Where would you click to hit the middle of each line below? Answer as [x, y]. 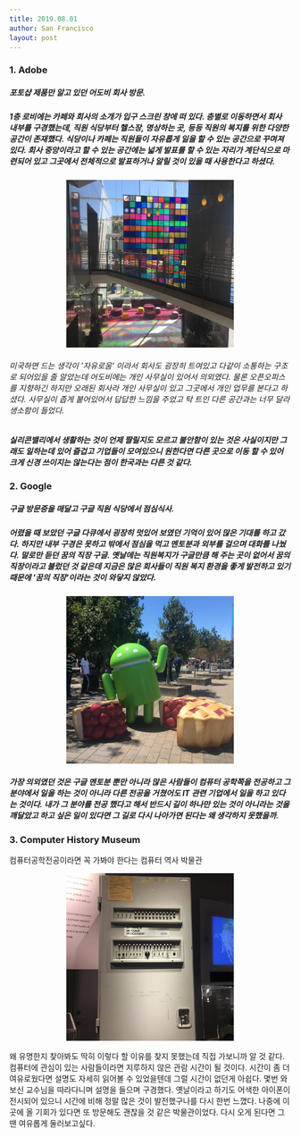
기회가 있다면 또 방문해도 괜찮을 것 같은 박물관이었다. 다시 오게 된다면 [155, 1112]
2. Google [30, 486]
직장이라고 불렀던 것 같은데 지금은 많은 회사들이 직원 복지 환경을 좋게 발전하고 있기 [150, 567]
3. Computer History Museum [75, 839]
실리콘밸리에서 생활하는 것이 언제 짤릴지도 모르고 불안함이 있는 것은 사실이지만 [144, 440]
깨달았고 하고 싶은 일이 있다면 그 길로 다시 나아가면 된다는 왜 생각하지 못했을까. [144, 816]
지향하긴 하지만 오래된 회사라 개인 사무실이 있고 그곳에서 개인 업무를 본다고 [148, 388]
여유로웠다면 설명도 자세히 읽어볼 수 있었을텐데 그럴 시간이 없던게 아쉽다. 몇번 [144, 1078]
